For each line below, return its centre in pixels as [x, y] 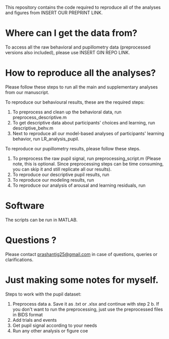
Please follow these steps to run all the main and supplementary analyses [81, 87]
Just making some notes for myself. [82, 280]
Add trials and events [35, 320]
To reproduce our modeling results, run [53, 180]
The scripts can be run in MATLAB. [42, 220]
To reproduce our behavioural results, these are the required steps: [75, 102]
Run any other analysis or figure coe [50, 330]
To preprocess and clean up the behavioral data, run [67, 112]
